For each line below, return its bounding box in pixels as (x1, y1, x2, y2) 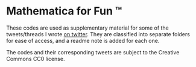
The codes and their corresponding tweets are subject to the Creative (6, 48, 180, 56)
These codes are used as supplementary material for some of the (6, 24, 169, 31)
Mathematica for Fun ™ (6, 4, 122, 18)
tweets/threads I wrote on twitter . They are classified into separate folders (6, 30, 190, 37)
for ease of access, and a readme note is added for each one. (6, 37, 160, 44)
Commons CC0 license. (6, 55, 65, 62)
